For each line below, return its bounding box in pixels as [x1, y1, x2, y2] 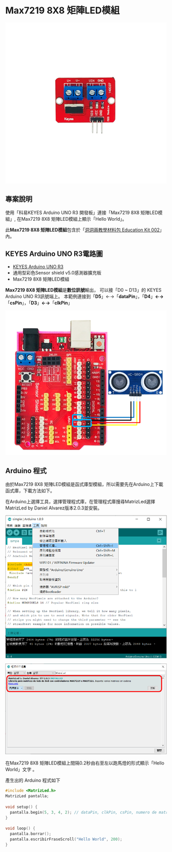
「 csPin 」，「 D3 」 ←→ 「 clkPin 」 [5, 300, 73, 306]
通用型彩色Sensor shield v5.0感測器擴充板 [12, 269, 101, 275]
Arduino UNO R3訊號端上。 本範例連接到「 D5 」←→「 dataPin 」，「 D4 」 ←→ [5, 293, 164, 300]
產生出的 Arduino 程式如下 [5, 777, 60, 783]
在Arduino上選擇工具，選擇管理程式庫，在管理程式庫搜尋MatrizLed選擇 [5, 498, 155, 504]
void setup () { [5, 804, 38, 810]
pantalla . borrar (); [10, 832, 52, 837]
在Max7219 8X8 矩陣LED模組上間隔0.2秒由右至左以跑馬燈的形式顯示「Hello [5, 760, 165, 766]
